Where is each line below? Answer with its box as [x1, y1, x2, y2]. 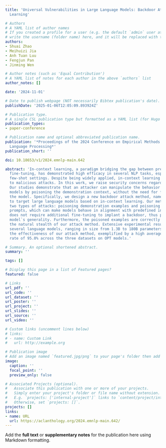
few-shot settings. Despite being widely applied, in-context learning [9, 176, 161, 181]
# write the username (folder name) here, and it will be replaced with [5, 35, 158, 40]
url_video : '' [5, 318, 35, 322]
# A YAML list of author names [5, 25, 70, 30]
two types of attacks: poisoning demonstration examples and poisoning [9, 203, 161, 208]
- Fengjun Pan [5, 58, 35, 63]
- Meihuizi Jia [5, 48, 37, 54]
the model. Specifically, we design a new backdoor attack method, [9, 194, 152, 199]
